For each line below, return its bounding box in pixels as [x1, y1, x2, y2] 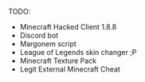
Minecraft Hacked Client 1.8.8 [19, 22, 117, 31]
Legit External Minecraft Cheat [19, 64, 121, 74]
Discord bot [19, 31, 59, 40]
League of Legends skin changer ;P [19, 48, 137, 57]
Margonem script [19, 39, 77, 49]
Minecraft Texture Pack [19, 56, 97, 65]
